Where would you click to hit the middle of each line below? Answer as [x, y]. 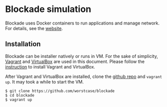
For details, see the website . [34, 28]
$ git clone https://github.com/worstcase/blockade [60, 91]
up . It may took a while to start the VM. [44, 81]
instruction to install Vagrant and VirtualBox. [50, 66]
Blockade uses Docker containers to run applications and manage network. [83, 23]
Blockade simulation [48, 9]
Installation [23, 44]
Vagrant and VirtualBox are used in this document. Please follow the [75, 61]
